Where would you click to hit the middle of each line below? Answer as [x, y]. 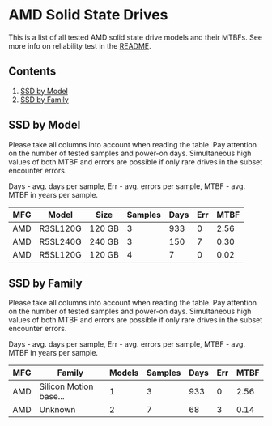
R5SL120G [61, 254]
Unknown [57, 410]
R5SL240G [61, 241]
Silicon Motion [66, 386]
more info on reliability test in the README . [80, 45]
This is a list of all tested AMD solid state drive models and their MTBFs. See [136, 37]
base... [52, 397]
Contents [32, 72]
